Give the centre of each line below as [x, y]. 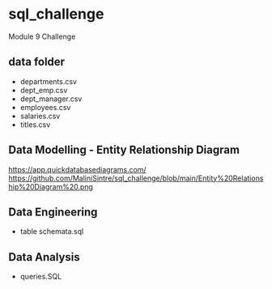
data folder [37, 62]
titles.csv [35, 124]
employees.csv [45, 107]
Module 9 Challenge [42, 36]
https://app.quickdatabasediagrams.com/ [78, 169]
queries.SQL [41, 277]
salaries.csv [40, 116]
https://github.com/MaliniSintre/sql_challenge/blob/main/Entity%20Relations [136, 178]
